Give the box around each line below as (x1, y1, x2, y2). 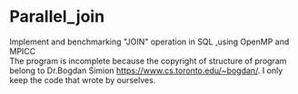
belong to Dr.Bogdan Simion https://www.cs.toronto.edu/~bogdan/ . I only (9, 65, 283, 76)
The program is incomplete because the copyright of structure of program (9, 55, 287, 66)
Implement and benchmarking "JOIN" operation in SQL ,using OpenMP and (9, 36, 290, 47)
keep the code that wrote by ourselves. (9, 74, 156, 85)
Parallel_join (9, 6, 105, 27)
